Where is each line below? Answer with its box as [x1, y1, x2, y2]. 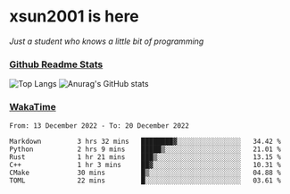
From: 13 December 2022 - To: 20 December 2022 [9, 121, 190, 131]
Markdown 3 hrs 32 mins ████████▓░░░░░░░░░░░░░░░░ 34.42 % [9, 137, 281, 146]
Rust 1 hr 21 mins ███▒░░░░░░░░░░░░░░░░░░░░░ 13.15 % [9, 152, 281, 162]
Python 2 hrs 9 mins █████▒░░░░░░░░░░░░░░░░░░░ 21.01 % [9, 145, 281, 154]
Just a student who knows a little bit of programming [9, 36, 204, 46]
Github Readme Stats [9, 58, 104, 71]
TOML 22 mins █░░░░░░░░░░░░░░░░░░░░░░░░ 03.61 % [9, 176, 281, 185]
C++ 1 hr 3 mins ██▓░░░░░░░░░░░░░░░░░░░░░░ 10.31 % [9, 160, 281, 169]
